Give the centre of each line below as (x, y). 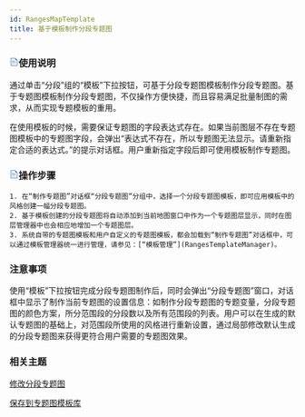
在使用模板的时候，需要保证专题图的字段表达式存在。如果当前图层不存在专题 (152, 126)
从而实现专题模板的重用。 (73, 107)
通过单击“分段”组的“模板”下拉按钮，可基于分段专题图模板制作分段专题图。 (148, 84)
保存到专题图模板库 (45, 402)
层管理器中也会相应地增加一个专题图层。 (74, 226)
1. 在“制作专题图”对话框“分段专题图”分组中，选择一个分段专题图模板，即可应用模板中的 (152, 197)
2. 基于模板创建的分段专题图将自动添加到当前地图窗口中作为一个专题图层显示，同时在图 (151, 216)
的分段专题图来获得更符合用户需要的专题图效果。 (101, 336)
